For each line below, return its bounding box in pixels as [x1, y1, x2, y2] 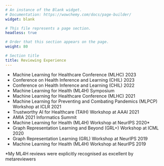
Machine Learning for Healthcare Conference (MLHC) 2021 [12, 93, 136, 99]
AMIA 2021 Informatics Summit [12, 114, 77, 120]
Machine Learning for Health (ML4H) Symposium [12, 87, 115, 93]
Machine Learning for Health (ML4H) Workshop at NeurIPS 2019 [12, 141, 146, 147]
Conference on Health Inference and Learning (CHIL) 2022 [12, 82, 135, 88]
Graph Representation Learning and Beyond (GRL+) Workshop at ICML [12, 125, 159, 131]
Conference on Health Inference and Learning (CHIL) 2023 [12, 77, 135, 83]
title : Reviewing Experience [5, 58, 66, 63]
